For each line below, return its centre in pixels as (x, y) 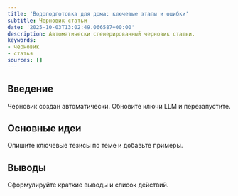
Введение (31, 89)
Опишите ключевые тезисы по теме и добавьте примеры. (95, 146)
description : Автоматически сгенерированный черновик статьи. (101, 34)
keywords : (22, 40)
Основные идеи (44, 128)
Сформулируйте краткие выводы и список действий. (88, 185)
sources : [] (25, 60)
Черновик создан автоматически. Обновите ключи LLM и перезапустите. (119, 106)
